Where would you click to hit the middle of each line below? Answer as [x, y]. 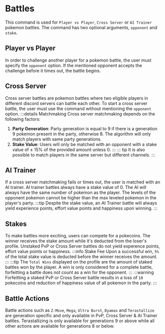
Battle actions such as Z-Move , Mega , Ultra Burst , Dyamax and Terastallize [80, 310]
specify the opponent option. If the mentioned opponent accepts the [74, 65]
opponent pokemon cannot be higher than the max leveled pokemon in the [81, 198]
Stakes [16, 224]
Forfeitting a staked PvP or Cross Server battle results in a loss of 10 [74, 278]
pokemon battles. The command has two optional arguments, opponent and [81, 27]
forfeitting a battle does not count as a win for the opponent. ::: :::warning [80, 272]
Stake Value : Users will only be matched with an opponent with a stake [84, 144]
